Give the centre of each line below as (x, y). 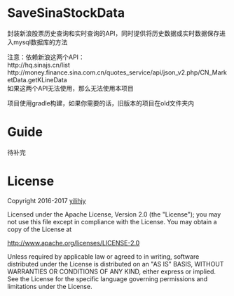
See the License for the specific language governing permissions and (108, 278)
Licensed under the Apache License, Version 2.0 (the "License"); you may (114, 214)
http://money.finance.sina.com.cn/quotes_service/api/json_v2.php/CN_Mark (117, 72)
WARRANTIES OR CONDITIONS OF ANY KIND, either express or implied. (111, 271)
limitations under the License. (50, 286)
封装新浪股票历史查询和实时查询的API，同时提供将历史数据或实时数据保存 (113, 33)
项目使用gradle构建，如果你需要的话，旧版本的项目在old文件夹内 (101, 103)
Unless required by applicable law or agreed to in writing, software (103, 256)
